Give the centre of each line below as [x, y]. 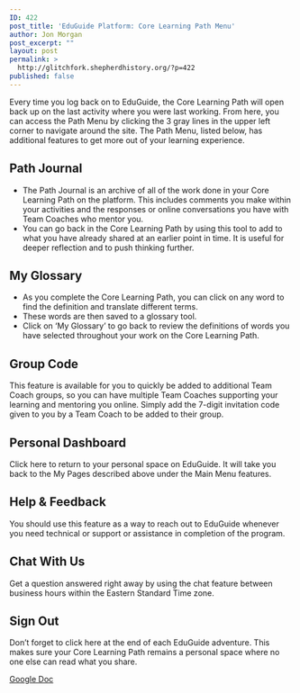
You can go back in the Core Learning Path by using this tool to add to [152, 228]
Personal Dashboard [68, 442]
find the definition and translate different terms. [110, 307]
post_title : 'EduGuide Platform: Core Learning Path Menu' [123, 26]
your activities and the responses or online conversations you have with [155, 209]
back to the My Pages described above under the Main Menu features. [141, 474]
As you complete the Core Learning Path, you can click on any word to [153, 297]
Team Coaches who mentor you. [83, 219]
